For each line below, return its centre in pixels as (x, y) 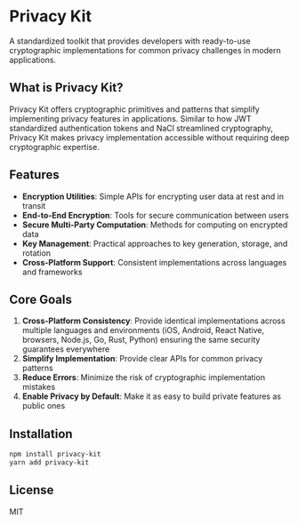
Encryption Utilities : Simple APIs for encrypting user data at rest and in (153, 196)
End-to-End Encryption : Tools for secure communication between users (155, 215)
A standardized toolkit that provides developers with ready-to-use (130, 41)
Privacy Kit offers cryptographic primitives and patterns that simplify (134, 109)
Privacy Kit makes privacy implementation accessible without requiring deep (149, 137)
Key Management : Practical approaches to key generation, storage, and (155, 243)
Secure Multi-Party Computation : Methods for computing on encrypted (155, 225)
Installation (41, 434)
